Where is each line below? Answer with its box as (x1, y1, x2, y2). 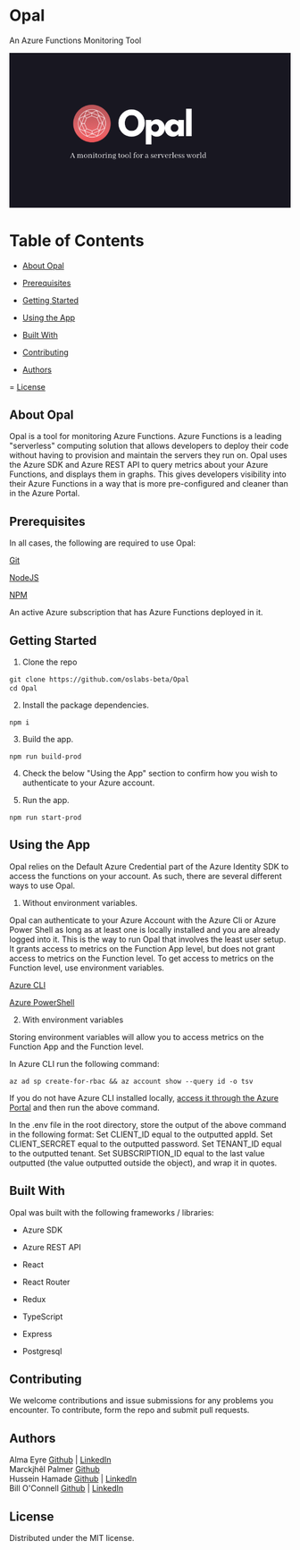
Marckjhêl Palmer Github (9, 1464, 100, 1475)
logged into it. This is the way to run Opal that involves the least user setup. (9, 934, 287, 944)
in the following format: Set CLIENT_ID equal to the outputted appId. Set (9, 1129, 273, 1139)
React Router (21, 1276, 71, 1287)
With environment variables (21, 1014, 124, 1025)
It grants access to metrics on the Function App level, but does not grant (9, 943, 276, 953)
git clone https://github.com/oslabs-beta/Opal (9, 675, 190, 684)
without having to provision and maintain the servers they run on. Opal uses (9, 450, 287, 461)
